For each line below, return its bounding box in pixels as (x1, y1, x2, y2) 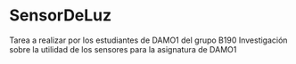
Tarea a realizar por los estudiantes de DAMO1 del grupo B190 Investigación (9, 35, 288, 45)
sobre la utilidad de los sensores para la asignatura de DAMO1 (9, 44, 237, 54)
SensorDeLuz (9, 5, 112, 26)
